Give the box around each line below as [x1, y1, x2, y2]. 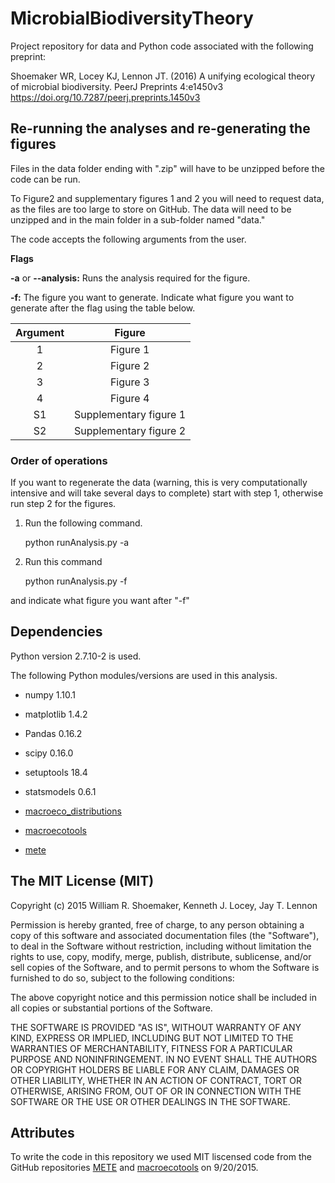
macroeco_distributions [24, 805, 122, 817]
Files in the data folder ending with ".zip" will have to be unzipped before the [10, 162, 325, 174]
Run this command [24, 556, 103, 568]
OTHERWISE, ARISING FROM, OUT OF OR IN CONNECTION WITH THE [10, 1085, 302, 1097]
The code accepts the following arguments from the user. [10, 233, 247, 245]
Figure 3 [109, 375, 150, 389]
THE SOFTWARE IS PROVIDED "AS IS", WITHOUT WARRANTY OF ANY [10, 1021, 302, 1033]
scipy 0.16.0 [24, 747, 74, 759]
